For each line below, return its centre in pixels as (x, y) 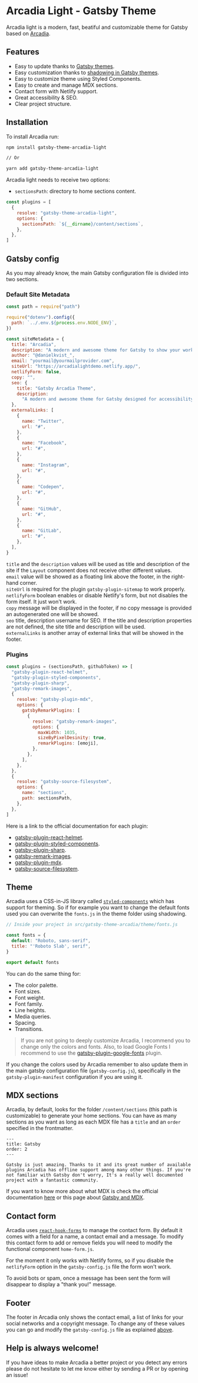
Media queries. (33, 1016)
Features (23, 52)
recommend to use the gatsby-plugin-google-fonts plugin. (91, 1053)
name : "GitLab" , (42, 531)
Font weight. (30, 997)
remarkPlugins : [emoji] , (68, 743)
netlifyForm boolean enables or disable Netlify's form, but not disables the (97, 595)
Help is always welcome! (52, 1348)
